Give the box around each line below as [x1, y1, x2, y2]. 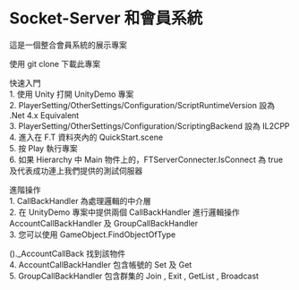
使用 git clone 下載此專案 [9, 58, 101, 69]
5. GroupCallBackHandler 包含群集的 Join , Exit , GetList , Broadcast [9, 270, 260, 281]
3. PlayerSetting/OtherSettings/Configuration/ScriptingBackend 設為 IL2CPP [9, 120, 290, 131]
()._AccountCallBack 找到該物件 [9, 248, 126, 259]
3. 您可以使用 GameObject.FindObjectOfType [9, 229, 176, 240]
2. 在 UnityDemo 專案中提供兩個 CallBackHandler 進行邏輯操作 [9, 207, 240, 217]
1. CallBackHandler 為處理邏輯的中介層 [9, 195, 152, 206]
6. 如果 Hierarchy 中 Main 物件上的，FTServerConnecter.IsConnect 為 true [9, 154, 284, 165]
